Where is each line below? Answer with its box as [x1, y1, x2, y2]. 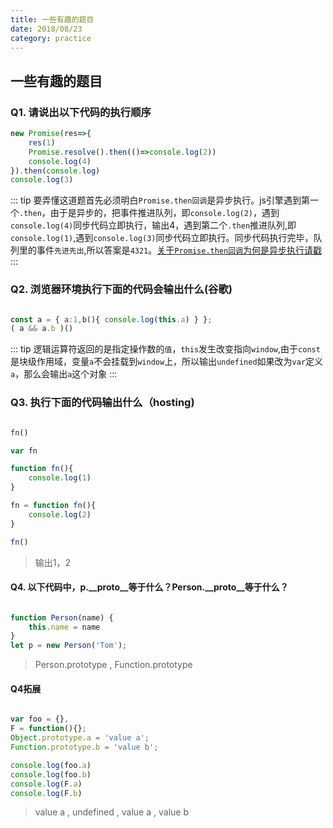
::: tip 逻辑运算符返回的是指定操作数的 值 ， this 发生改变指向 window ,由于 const [10, 343, 321, 355]
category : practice [10, 33, 92, 43]
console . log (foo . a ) [10, 760, 92, 770]
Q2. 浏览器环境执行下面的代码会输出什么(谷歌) [10, 282, 233, 296]
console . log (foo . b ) [10, 769, 92, 780]
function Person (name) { [10, 612, 114, 623]
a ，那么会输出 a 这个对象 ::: [10, 368, 118, 380]
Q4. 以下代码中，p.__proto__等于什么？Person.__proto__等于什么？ [10, 581, 289, 593]
